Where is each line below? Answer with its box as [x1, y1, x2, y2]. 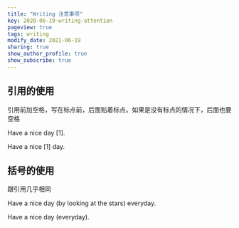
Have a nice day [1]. [7, 128, 65, 137]
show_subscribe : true [7, 57, 72, 64]
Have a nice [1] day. [7, 142, 65, 150]
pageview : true [7, 24, 53, 31]
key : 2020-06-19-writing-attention [7, 17, 113, 24]
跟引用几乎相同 [7, 185, 51, 193]
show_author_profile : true [7, 51, 87, 58]
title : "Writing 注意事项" [7, 10, 83, 18]
